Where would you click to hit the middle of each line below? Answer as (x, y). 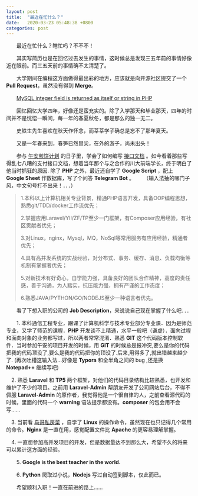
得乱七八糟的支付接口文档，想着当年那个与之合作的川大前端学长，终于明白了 (99, 163)
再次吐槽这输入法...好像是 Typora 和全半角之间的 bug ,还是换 (90, 360)
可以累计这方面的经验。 (34, 450)
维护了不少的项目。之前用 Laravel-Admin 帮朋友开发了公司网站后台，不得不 (98, 388)
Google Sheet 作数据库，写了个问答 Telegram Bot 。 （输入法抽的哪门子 (98, 178)
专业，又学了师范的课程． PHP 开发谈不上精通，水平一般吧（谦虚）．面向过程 (99, 331)
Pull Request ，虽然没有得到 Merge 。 (51, 86)
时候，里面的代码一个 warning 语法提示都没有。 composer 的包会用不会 (93, 402)
